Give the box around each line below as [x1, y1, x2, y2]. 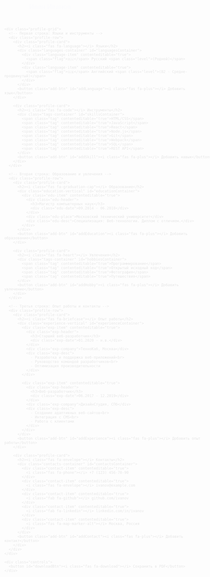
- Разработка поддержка [30, 352, 83, 357]
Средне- [172, 67, 188, 72]
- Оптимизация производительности [30, 361, 100, 366]
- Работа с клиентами [30, 416, 75, 422]
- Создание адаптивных [30, 408, 76, 413]
